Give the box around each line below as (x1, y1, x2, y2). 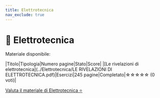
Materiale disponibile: (5, 51, 51, 57)
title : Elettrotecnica (5, 7, 54, 13)
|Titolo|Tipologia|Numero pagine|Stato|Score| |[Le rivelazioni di (5, 61, 139, 67)
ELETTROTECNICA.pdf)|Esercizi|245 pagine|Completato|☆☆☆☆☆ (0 (5, 72, 155, 78)
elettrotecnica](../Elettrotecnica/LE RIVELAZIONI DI (5, 66, 112, 72)
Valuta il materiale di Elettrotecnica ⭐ (5, 87, 83, 93)
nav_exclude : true (5, 12, 44, 17)
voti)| (5, 77, 16, 83)
